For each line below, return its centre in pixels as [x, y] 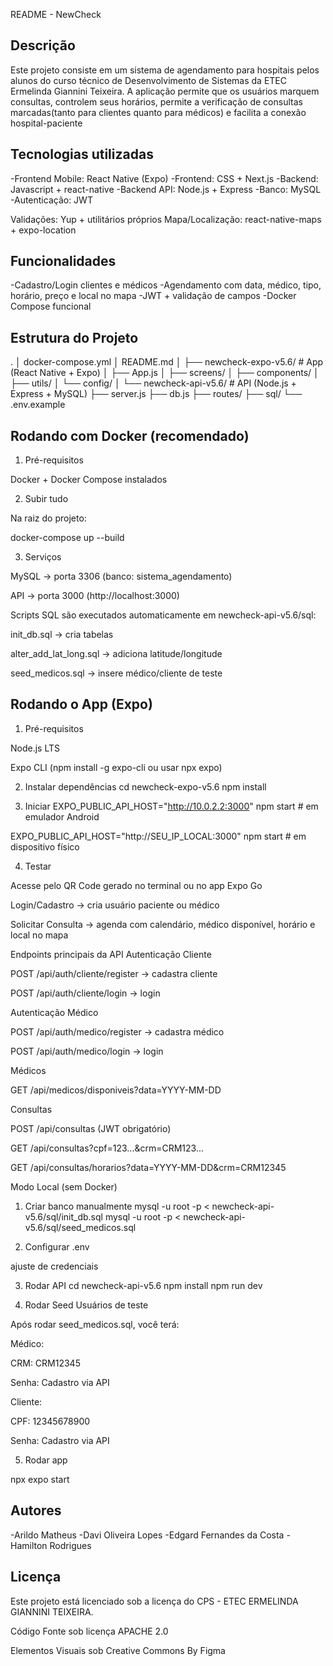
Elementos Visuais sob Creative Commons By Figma [118, 1650]
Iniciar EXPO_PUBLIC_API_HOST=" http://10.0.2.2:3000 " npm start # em [171, 806]
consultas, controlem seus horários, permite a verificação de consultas [156, 101]
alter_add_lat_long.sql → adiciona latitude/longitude [116, 654]
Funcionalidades [63, 261]
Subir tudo [46, 499]
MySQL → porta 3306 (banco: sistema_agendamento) [121, 576]
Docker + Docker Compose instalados [89, 480]
